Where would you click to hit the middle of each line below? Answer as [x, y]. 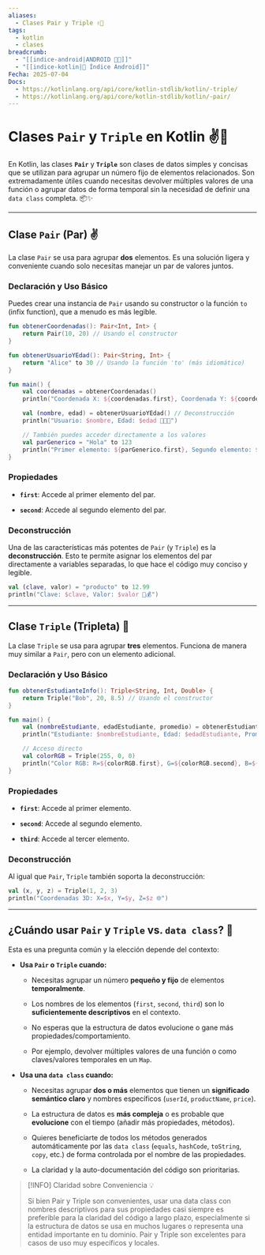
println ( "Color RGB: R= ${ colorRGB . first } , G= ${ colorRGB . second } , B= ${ [141, 763]
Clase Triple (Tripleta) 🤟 [69, 626]
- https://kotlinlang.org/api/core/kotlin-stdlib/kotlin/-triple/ [127, 89]
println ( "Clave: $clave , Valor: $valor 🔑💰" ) [84, 594]
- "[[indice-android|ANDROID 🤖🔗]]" [74, 60]
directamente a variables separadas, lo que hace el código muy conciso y [128, 564]
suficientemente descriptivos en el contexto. [106, 1012]
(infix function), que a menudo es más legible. [83, 312]
